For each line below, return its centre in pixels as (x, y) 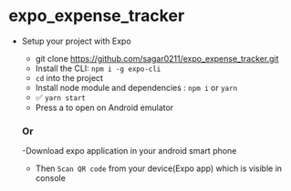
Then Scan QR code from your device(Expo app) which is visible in (159, 168)
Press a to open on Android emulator (104, 107)
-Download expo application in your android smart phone (129, 151)
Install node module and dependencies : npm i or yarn (136, 87)
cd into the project (69, 77)
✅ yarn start (60, 97)
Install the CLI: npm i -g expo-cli (98, 68)
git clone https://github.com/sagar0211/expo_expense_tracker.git (157, 58)
